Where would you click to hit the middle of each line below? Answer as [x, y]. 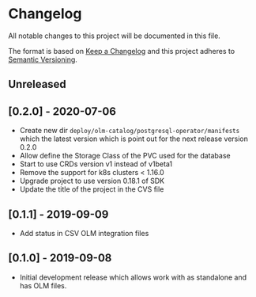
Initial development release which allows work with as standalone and [133, 277]
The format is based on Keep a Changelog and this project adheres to [122, 51]
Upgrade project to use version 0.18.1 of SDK [92, 181]
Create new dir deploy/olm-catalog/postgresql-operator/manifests [130, 131]
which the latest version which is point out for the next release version [134, 139]
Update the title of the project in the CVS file [92, 189]
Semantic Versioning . [43, 59]
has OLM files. [43, 285]
